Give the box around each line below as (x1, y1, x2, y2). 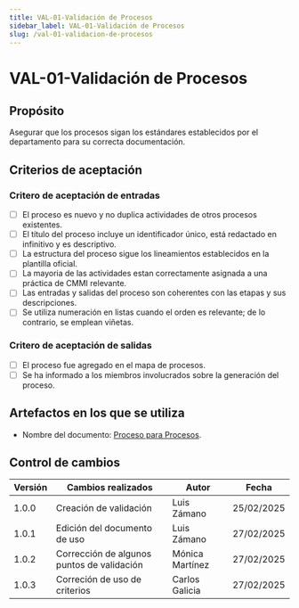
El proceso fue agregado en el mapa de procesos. (21, 359, 206, 370)
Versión (13, 481, 48, 494)
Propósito (9, 103, 65, 119)
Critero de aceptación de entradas (9, 189, 160, 201)
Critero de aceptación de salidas (9, 340, 153, 352)
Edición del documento (56, 522, 153, 535)
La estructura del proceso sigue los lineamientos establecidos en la (21, 249, 270, 259)
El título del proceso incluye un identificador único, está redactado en (21, 229, 278, 240)
